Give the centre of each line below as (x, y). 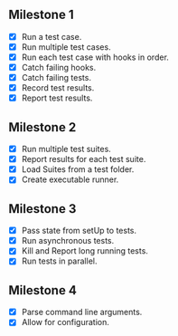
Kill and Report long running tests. (84, 251)
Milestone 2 (42, 127)
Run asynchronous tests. (68, 241)
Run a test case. (52, 36)
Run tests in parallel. (59, 261)
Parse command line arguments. (82, 312)
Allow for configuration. (66, 322)
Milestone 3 (42, 209)
